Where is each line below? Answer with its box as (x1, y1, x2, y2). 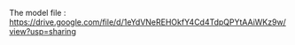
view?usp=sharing (9, 26, 77, 36)
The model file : (9, 8, 66, 18)
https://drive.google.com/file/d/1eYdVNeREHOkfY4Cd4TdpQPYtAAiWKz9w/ (9, 17, 286, 27)
